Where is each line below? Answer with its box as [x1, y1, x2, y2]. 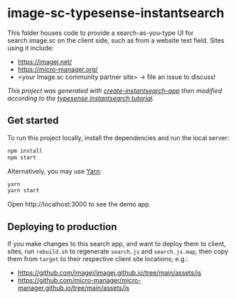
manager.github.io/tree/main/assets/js [17, 283, 130, 293]
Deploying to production [7, 221, 117, 233]
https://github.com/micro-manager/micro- [17, 276, 141, 285]
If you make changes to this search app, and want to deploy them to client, [7, 240, 226, 248]
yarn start [7, 187, 40, 194]
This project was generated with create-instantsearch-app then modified [7, 86, 222, 95]
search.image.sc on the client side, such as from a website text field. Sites [7, 36, 225, 44]
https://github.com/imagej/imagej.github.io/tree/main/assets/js [17, 268, 201, 277]
